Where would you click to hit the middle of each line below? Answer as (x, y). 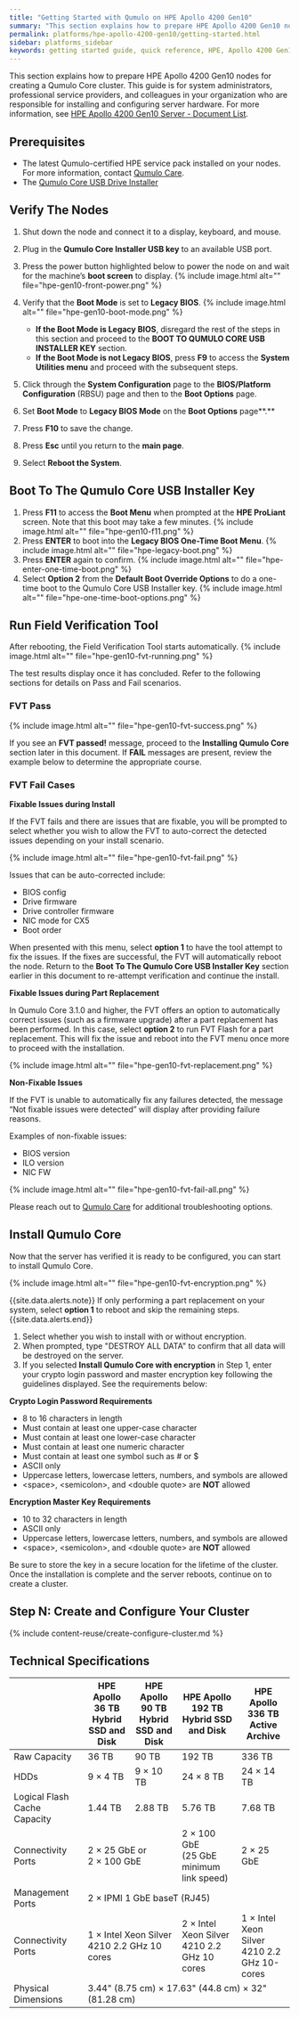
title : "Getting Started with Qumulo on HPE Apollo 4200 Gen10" (131, 17)
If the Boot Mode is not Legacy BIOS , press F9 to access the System (162, 357)
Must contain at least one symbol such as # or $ (110, 1456)
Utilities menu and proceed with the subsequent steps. (137, 367)
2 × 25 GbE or (117, 1850)
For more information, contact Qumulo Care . (103, 172)
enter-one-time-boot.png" (70, 569)
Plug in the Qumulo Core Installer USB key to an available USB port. (147, 249)
